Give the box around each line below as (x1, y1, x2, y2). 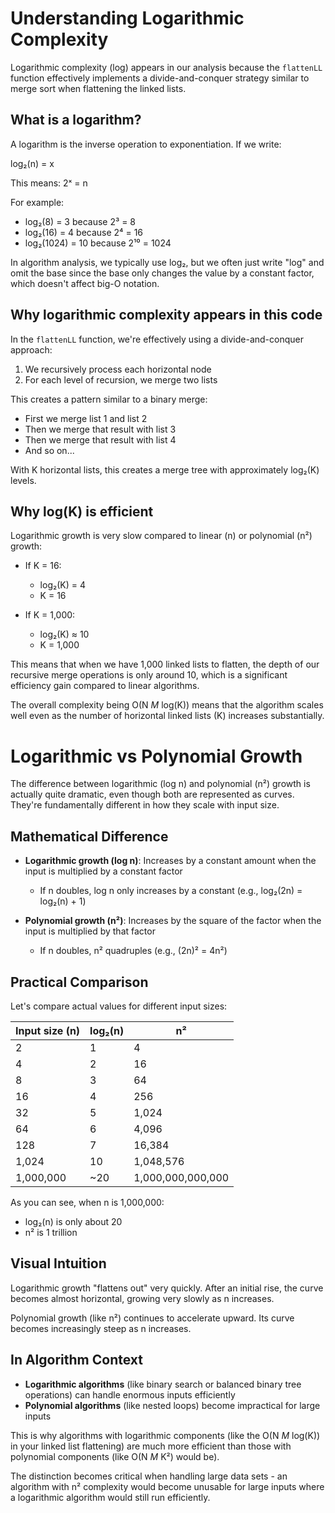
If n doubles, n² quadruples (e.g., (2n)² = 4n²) (39, 945, 228, 957)
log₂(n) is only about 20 (24, 1215, 123, 1227)
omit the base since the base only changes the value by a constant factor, (10, 267, 315, 279)
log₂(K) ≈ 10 (39, 628, 90, 641)
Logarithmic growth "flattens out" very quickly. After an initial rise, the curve (10, 1282, 324, 1294)
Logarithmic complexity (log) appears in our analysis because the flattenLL (10, 61, 323, 73)
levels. (10, 474, 37, 486)
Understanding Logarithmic (10, 7, 245, 30)
